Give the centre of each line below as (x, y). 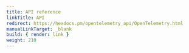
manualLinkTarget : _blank (39, 29)
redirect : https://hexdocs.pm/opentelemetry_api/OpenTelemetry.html (95, 23)
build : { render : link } (38, 35)
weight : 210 (21, 40)
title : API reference (34, 12)
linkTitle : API (26, 18)
